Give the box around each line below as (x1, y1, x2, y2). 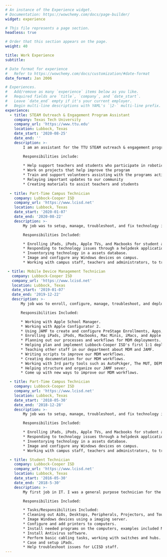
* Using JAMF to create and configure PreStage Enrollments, (20, 328, 150, 334)
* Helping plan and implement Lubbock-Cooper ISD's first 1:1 (20, 342, 153, 348)
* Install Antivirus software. (23, 531, 88, 536)
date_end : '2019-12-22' (11, 292, 61, 297)
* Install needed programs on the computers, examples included (23, 526, 159, 531)
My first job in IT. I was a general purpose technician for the (23, 489, 162, 495)
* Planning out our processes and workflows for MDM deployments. (20, 338, 162, 343)
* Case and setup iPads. (23, 540, 75, 545)
